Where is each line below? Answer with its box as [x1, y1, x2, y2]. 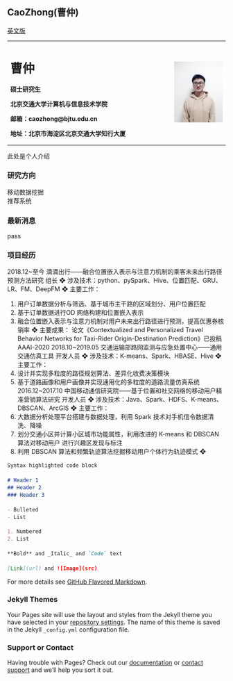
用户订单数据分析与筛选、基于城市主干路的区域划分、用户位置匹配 [17, 300, 206, 308]
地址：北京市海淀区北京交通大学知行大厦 [10, 129, 126, 138]
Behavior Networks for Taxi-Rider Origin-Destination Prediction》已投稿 [17, 334, 222, 343]
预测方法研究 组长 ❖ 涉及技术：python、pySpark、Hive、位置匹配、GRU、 [7, 277, 222, 285]
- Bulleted [7, 506, 39, 513]
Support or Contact [7, 642, 74, 652]
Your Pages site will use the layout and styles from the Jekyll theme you [7, 610, 213, 618]
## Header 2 [7, 484, 42, 491]
